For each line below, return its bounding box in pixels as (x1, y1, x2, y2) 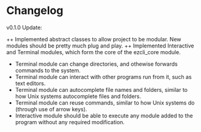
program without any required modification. (15, 118, 125, 125)
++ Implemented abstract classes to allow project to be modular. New (6, 35, 181, 43)
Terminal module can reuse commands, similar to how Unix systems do (15, 99, 195, 106)
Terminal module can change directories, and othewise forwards (15, 60, 178, 68)
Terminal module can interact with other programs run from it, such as (15, 73, 192, 80)
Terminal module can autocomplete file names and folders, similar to (15, 86, 188, 93)
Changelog (6, 4, 64, 18)
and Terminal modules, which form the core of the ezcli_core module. (6, 48, 181, 55)
